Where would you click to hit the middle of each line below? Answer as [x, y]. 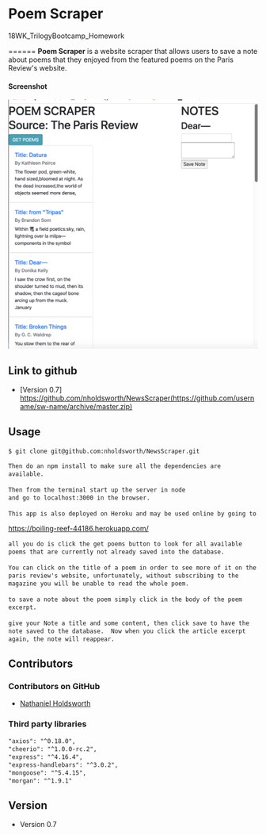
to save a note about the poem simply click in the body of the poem [125, 599]
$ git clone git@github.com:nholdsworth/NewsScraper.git [104, 452]
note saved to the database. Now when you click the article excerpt [127, 631]
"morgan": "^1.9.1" [40, 781]
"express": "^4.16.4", [46, 757]
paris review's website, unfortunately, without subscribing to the [123, 576]
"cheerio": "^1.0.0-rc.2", [53, 749]
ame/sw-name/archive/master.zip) [76, 407]
